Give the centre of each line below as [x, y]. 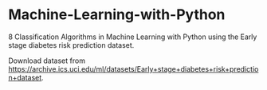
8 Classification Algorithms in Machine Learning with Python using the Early [133, 37]
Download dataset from [47, 61]
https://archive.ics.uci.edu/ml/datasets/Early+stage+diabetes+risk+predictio [133, 68]
